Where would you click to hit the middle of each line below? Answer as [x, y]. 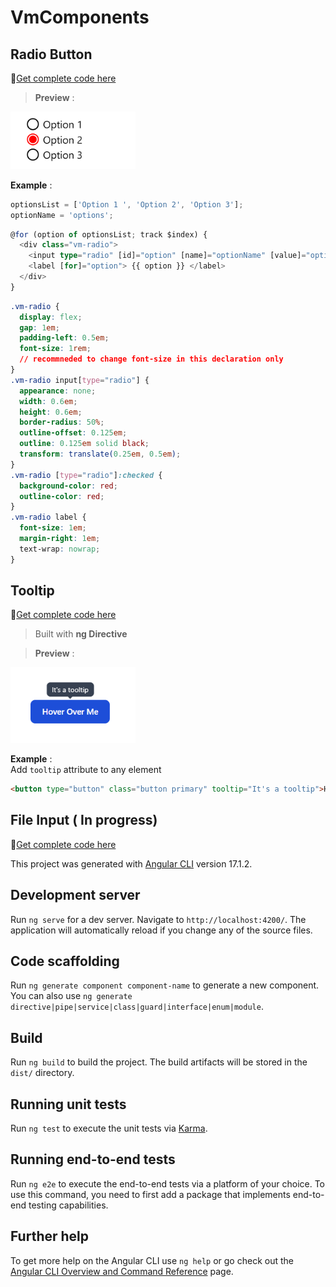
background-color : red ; [68, 486]
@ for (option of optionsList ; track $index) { [109, 234]
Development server [75, 895]
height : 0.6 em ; [51, 412]
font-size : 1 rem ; [55, 349]
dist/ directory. [42, 1073]
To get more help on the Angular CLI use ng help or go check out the [152, 1260]
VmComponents [80, 17]
